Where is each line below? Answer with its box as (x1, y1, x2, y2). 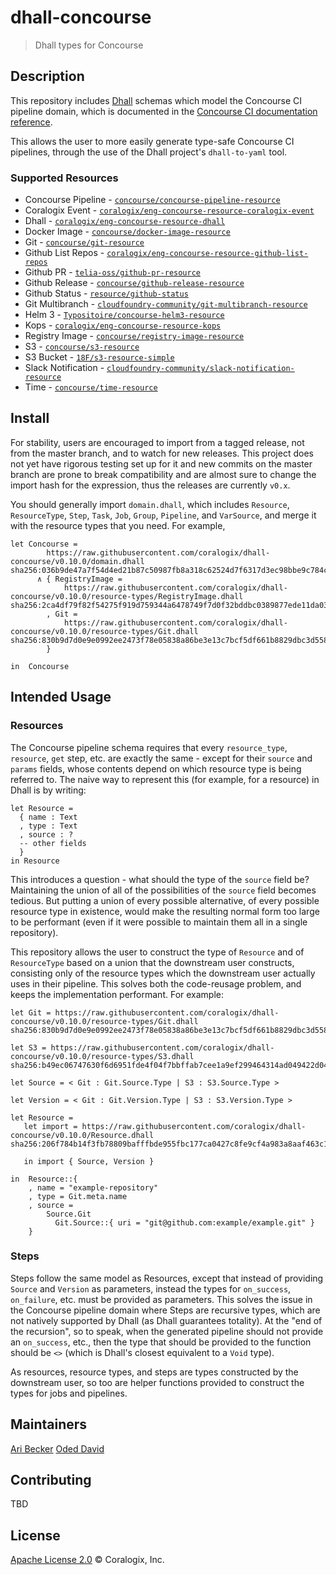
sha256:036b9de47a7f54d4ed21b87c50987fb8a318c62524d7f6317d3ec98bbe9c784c (10, 565, 329, 575)
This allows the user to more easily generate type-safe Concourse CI (10, 135, 295, 147)
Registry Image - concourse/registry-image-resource (24, 330, 245, 342)
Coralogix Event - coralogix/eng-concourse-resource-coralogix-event (24, 204, 315, 216)
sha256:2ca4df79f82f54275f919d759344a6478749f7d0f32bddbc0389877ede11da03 (10, 600, 329, 610)
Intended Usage (10, 689, 112, 706)
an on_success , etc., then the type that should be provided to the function (10, 1336, 312, 1348)
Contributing (10, 1472, 92, 1489)
